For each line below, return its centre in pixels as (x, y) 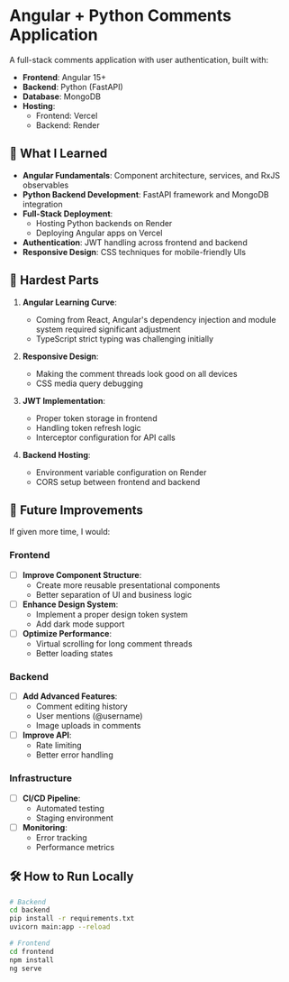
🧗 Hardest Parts (54, 280)
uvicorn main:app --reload (60, 927)
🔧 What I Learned (59, 154)
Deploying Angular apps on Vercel (99, 233)
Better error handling (75, 755)
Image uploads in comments (88, 726)
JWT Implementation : (64, 400)
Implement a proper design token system (112, 614)
